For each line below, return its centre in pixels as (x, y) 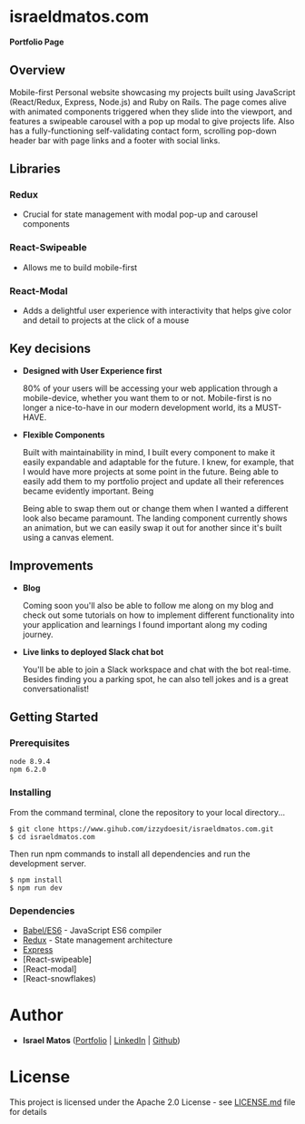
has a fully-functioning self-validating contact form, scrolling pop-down (143, 131)
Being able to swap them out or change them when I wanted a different (155, 508)
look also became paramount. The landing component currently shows (155, 518)
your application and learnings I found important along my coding (145, 624)
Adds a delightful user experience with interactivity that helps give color (157, 311)
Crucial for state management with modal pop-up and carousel (140, 214)
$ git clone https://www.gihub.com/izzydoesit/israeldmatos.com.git (142, 829)
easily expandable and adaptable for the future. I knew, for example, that (158, 462)
